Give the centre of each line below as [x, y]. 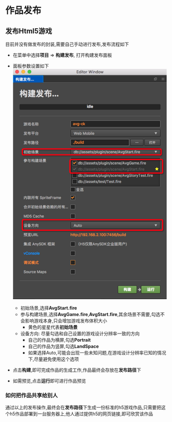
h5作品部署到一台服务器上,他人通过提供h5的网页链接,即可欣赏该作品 [81, 414]
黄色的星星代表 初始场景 [53, 327]
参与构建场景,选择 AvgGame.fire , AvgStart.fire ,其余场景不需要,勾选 [90, 314]
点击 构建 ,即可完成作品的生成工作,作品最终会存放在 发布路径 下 [77, 370]
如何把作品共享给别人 [31, 395]
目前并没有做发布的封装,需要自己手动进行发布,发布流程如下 [67, 44]
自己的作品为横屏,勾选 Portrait [59, 340]
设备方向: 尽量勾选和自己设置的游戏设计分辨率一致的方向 [80, 334]
